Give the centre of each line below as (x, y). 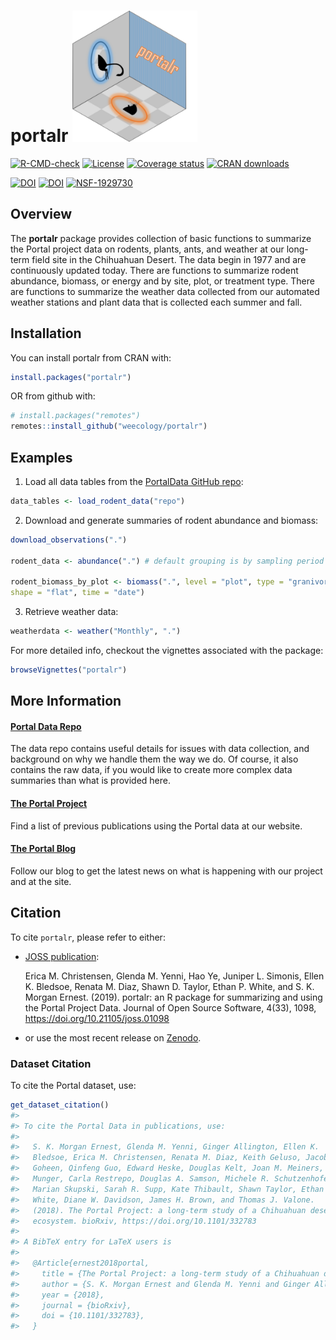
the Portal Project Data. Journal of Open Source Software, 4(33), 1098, (170, 1007)
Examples (41, 457)
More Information (66, 701)
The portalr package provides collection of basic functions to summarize (161, 238)
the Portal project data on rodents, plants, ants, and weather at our (147, 249)
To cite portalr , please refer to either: (88, 937)
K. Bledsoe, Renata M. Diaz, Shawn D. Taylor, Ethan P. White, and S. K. (169, 986)
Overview (41, 214)
